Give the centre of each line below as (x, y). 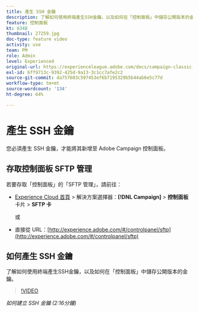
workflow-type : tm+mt (33, 84)
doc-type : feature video (37, 39)
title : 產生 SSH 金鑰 (31, 12)
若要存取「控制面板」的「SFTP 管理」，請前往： (64, 184)
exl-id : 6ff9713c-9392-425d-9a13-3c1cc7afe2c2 (65, 72)
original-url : (24, 67)
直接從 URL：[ (32, 230)
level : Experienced (30, 61)
